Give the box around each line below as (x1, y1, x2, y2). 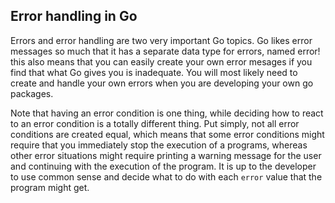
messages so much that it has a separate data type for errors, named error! (10, 45, 321, 57)
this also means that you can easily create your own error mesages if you (10, 55, 313, 68)
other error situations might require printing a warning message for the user (10, 149, 322, 161)
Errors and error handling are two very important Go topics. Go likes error (10, 34, 313, 46)
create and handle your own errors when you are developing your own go (10, 77, 314, 89)
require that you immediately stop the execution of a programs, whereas (10, 139, 308, 151)
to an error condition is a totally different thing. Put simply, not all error (10, 117, 300, 129)
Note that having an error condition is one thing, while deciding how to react (10, 107, 324, 119)
